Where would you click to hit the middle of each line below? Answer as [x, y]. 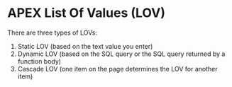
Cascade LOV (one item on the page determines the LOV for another [117, 69]
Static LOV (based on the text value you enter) [85, 46]
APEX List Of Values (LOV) [86, 13]
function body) [39, 61]
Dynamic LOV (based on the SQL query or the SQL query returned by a [121, 54]
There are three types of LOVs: [53, 33]
